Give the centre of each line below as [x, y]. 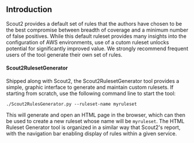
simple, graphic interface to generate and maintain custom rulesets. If [90, 88]
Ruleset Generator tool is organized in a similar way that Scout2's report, [93, 127]
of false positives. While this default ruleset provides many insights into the [96, 36]
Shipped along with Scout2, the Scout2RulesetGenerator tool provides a [93, 81]
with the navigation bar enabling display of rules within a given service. [91, 134]
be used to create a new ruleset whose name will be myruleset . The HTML [96, 121]
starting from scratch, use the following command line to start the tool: [91, 93]
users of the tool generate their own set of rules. [64, 54]
